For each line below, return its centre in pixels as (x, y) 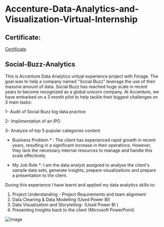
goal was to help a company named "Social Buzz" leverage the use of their (80, 81)
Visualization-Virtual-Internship (72, 19)
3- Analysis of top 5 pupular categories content (53, 130)
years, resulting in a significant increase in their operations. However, (82, 145)
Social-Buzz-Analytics (40, 64)
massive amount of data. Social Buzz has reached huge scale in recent (76, 86)
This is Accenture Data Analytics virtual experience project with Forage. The (82, 76)
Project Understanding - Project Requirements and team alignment (79, 194)
